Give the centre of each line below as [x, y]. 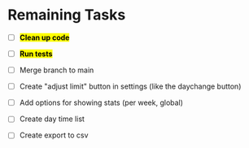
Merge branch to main [57, 70]
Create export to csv [54, 135]
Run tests [36, 54]
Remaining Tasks [67, 15]
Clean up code [44, 37]
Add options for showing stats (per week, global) [101, 102]
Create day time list [52, 119]
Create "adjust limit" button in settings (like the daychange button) [130, 86]
